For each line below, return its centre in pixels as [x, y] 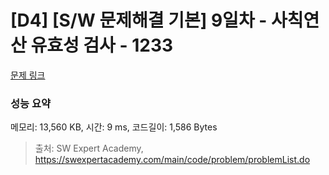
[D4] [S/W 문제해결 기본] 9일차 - [139, 20]
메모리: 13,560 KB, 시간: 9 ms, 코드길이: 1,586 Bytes [114, 127]
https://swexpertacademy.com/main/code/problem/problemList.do [172, 160]
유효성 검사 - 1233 [102, 45]
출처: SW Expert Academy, [89, 148]
